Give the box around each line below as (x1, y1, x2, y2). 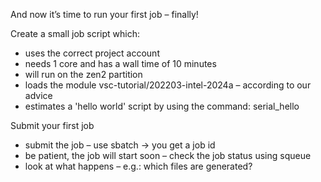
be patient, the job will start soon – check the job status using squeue (24, 150, 312, 161)
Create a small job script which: (10, 28, 141, 39)
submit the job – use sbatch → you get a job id (24, 139, 216, 151)
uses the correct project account (24, 47, 160, 59)
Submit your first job (10, 120, 95, 131)
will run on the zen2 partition (24, 69, 143, 80)
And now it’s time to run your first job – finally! (10, 9, 199, 20)
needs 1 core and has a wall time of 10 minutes (24, 58, 217, 69)
